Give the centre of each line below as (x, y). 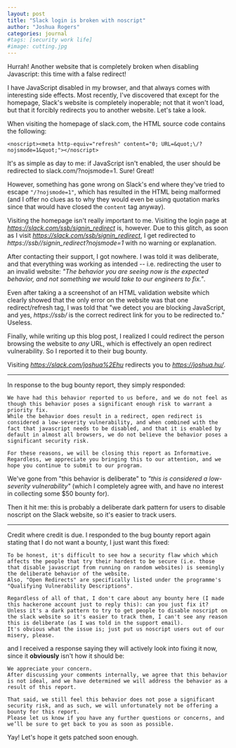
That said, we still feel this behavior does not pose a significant (111, 699)
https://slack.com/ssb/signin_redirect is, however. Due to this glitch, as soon (118, 228)
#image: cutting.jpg (38, 46)
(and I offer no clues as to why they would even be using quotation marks (113, 199)
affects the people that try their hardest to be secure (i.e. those (111, 562)
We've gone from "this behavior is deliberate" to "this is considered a (107, 478)
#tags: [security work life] (50, 40)
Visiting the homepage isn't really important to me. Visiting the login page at (117, 220)
